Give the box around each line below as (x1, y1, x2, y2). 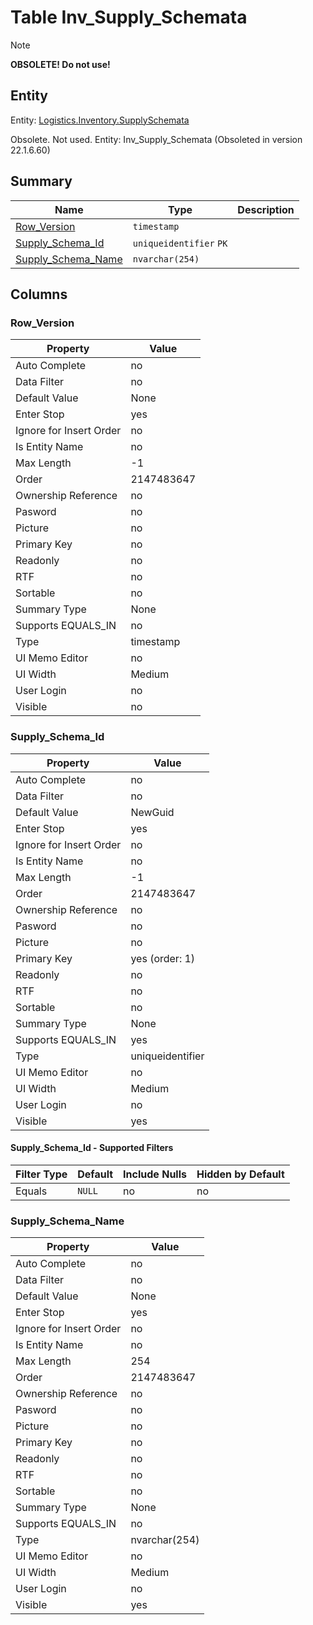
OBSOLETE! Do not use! (10, 58, 111, 70)
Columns (10, 286, 68, 303)
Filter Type (15, 1167, 68, 1181)
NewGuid (130, 805, 175, 819)
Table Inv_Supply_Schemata (10, 6, 248, 29)
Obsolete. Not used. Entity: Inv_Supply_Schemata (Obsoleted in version (10, 133, 303, 145)
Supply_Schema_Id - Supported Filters (10, 1142, 174, 1154)
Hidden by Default (196, 1167, 285, 1181)
